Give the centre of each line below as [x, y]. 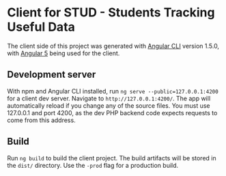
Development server [52, 75]
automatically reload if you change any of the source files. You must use [109, 105]
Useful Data [41, 27]
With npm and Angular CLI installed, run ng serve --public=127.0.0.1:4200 [113, 91]
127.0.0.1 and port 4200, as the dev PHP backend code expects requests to [112, 113]
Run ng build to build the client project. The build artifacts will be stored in [112, 158]
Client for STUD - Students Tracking [111, 13]
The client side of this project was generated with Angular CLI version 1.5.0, [113, 46]
